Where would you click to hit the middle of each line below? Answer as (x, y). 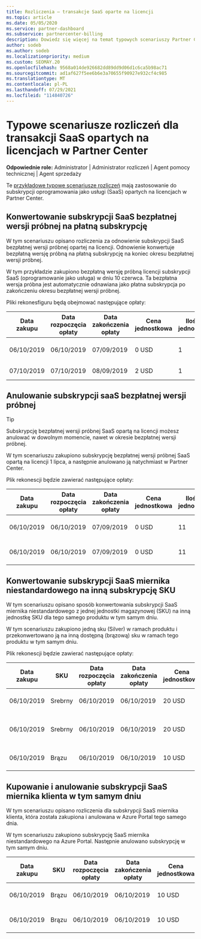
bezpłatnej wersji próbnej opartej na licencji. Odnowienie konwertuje (90, 247)
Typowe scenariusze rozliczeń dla (92, 125)
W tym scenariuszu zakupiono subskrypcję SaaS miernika (78, 835)
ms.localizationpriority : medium (48, 56)
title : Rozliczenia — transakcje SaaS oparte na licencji (80, 12)
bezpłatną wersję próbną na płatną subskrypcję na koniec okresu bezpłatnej (100, 253)
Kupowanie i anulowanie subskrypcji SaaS (87, 787)
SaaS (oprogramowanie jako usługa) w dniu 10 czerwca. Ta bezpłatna (92, 278)
